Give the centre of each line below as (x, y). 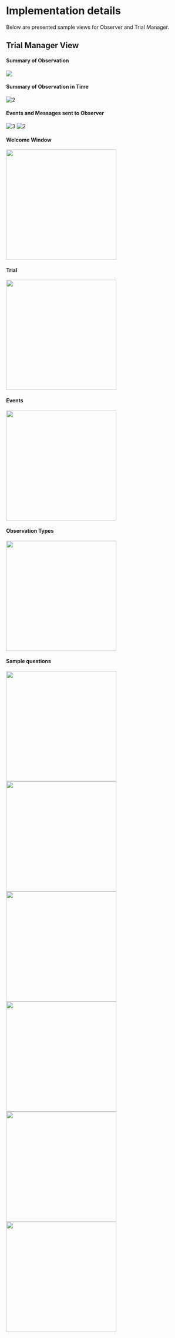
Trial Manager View (43, 46)
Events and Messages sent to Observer (55, 113)
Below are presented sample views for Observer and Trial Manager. (87, 27)
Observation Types (30, 531)
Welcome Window (29, 140)
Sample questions (29, 661)
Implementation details (64, 11)
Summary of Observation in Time (48, 87)
